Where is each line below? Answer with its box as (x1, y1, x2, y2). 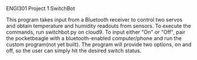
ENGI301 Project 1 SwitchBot (6, 5, 75, 12)
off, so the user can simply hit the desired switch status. (6, 47, 142, 54)
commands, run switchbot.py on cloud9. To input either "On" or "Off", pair (6, 29, 186, 36)
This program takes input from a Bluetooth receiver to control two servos (6, 16, 183, 23)
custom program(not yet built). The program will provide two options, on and (6, 41, 192, 48)
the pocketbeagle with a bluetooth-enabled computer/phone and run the (6, 35, 182, 41)
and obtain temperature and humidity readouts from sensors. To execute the (6, 23, 191, 29)
